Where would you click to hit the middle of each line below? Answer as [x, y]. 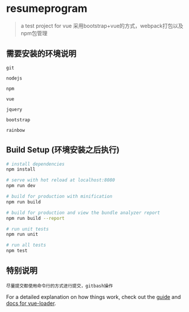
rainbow [16, 130]
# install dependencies [36, 164]
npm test [17, 251]
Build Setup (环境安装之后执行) [63, 150]
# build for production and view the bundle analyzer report [83, 213]
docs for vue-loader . [31, 303]
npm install [21, 169]
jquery [14, 109]
